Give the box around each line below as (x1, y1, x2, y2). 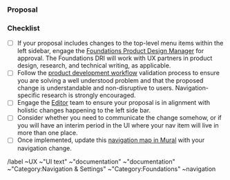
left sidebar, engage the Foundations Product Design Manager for (17, 47, 204, 55)
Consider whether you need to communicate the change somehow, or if (17, 114, 222, 122)
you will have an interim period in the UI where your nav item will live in (17, 121, 219, 130)
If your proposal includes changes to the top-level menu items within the (17, 39, 224, 48)
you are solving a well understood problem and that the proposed (17, 77, 204, 85)
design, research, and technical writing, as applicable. (17, 61, 171, 70)
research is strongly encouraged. (41, 91, 136, 99)
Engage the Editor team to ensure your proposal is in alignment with (17, 99, 211, 107)
